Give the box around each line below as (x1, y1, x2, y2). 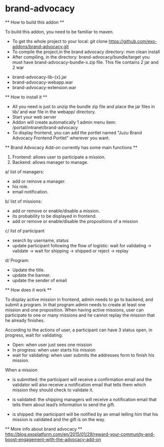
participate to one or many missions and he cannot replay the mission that (5, 312, 155, 318)
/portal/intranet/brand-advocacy (12, 124, 78, 130)
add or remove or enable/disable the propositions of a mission (12, 218, 138, 224)
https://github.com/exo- (109, 38, 157, 44)
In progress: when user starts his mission (12, 347, 96, 352)
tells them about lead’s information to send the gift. (12, 402, 115, 408)
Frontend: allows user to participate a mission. (12, 154, 106, 160)
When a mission (5, 367, 38, 373)
